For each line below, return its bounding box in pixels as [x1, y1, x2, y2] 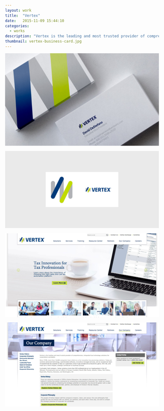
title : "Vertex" [5, 13, 41, 18]
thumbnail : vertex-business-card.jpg [5, 39, 82, 44]
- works [9, 28, 25, 34]
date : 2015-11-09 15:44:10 [5, 18, 64, 23]
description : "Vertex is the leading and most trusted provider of [5, 34, 145, 39]
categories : [5, 24, 29, 28]
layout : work [5, 8, 32, 13]
